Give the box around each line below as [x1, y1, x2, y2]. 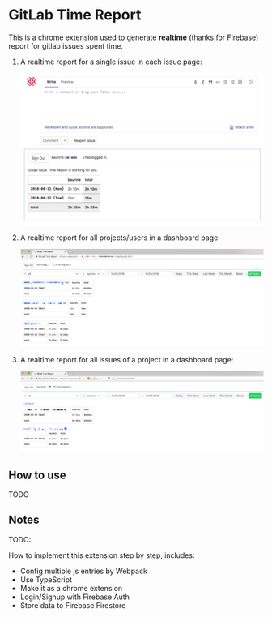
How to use [8, 468, 66, 482]
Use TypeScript [19, 574, 73, 585]
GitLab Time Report [8, 6, 142, 24]
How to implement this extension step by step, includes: [8, 550, 195, 560]
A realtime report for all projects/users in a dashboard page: [19, 233, 220, 242]
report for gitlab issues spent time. [8, 41, 124, 50]
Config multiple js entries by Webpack [19, 566, 148, 576]
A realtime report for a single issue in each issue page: [19, 57, 202, 66]
